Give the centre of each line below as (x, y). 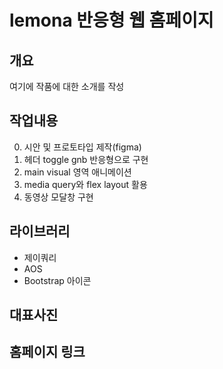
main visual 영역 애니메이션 (77, 172)
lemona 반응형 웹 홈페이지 (111, 20)
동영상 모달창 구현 (58, 197)
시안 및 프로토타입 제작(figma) (82, 147)
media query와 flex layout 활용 (85, 184)
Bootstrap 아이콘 (57, 280)
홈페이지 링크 (47, 352)
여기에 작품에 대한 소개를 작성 (67, 86)
